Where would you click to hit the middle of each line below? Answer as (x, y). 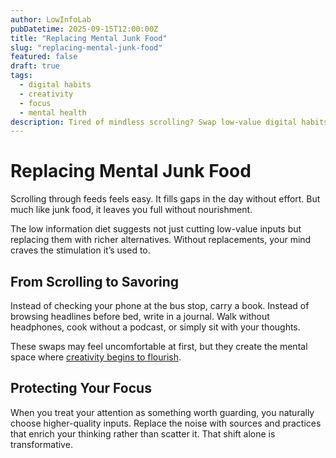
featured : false (44, 57)
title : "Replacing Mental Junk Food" (89, 38)
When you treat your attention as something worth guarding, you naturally (162, 412)
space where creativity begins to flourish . (96, 357)
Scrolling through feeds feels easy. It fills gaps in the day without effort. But (165, 199)
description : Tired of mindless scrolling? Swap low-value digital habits (169, 122)
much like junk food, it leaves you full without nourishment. (131, 210)
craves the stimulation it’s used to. (80, 250)
